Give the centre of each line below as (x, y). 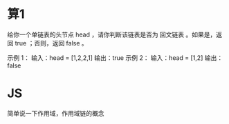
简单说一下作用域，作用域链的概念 (56, 113)
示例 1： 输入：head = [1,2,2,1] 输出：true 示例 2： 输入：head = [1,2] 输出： (115, 58)
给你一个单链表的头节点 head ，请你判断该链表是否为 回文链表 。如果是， (112, 34)
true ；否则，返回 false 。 (51, 43)
